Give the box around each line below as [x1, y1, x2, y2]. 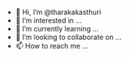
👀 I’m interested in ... [15, 16, 82, 25]
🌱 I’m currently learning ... [15, 24, 99, 33]
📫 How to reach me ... [15, 42, 88, 50]
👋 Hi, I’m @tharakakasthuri [15, 8, 102, 16]
